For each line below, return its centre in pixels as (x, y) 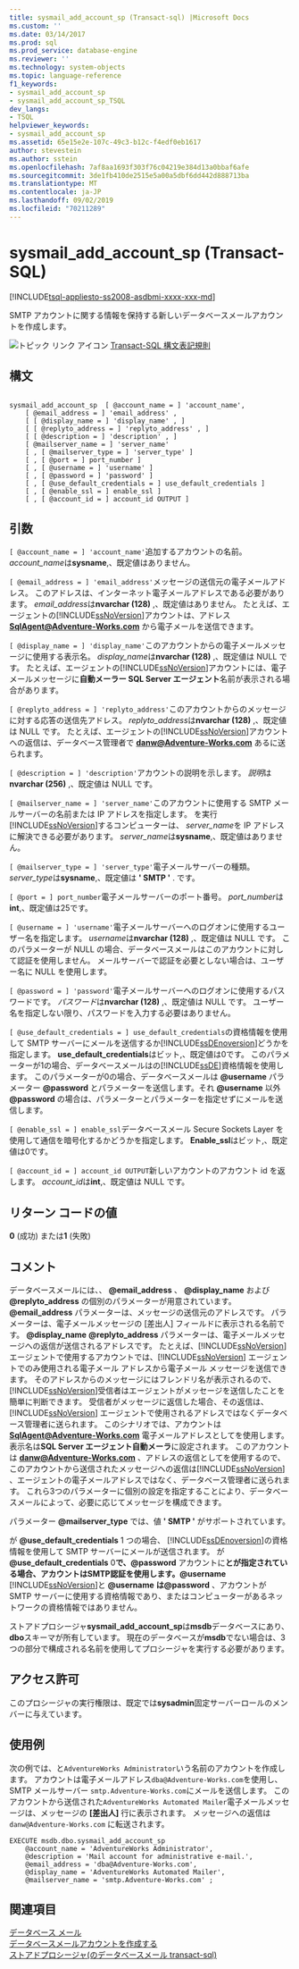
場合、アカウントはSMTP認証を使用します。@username (121, 1573)
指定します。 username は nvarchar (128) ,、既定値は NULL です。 (160, 938)
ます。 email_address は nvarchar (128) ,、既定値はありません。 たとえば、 (146, 604)
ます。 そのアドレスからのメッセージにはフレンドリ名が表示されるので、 (143, 1379)
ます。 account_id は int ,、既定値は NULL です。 (103, 1182)
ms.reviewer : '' (39, 59)
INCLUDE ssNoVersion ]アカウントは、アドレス (146, 615)
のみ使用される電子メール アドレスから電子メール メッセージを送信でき (156, 1367)
